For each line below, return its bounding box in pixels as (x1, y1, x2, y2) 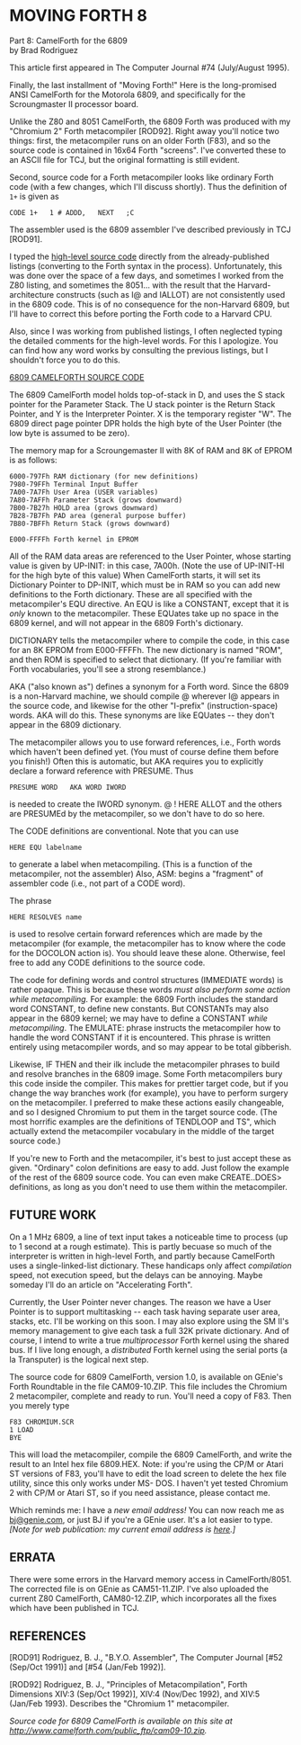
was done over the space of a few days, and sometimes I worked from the (9, 270, 285, 281)
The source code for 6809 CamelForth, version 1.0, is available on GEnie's (9, 1371, 283, 1382)
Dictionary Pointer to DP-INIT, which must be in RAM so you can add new (9, 579, 281, 590)
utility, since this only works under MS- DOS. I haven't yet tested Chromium (9, 1477, 289, 1489)
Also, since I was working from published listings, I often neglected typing (9, 326, 283, 336)
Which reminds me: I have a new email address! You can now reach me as (9, 1504, 285, 1516)
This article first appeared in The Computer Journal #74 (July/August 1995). (9, 62, 290, 73)
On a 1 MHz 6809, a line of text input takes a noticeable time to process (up (9, 1231, 288, 1242)
